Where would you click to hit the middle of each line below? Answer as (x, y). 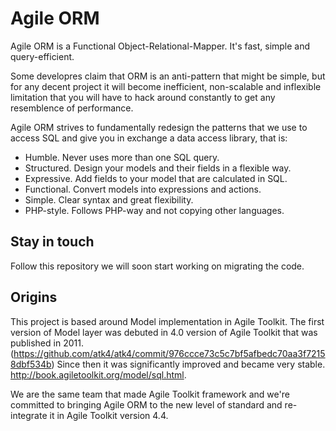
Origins (34, 297)
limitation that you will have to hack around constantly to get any (143, 97)
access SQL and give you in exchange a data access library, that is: (149, 138)
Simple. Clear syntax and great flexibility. (109, 199)
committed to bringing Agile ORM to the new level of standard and (146, 404)
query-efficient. (42, 56)
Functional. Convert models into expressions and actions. (143, 189)
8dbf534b (31, 364)
